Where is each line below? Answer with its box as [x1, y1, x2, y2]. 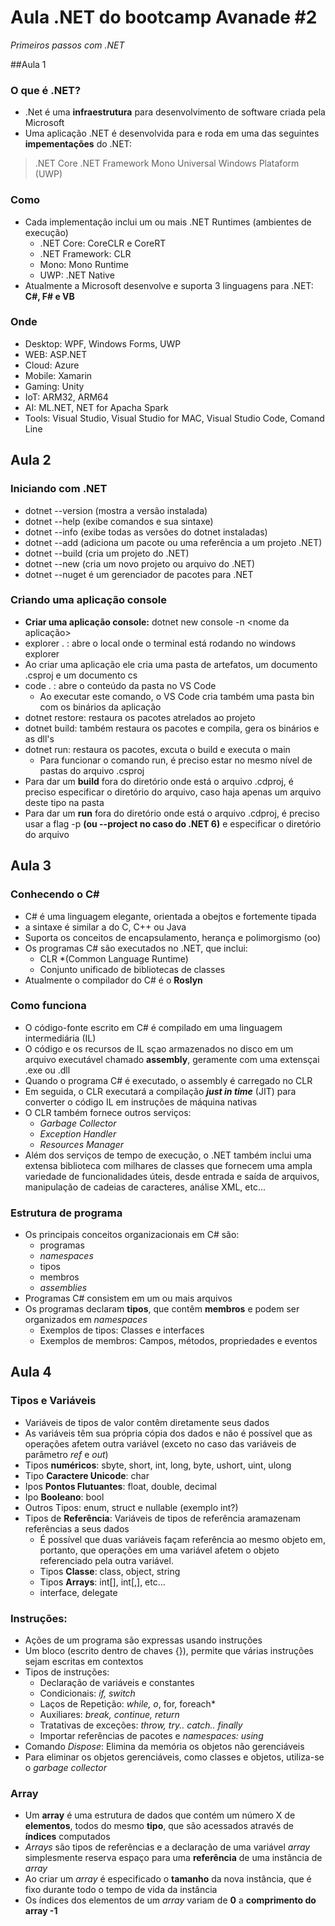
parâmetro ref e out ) [24, 1448, 109, 1460]
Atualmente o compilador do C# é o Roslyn [24, 974, 203, 986]
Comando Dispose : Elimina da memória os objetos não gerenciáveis [24, 1741, 305, 1753]
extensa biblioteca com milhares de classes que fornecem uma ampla [24, 1159, 313, 1171]
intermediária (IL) [24, 1032, 97, 1044]
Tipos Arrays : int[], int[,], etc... [39, 1576, 166, 1588]
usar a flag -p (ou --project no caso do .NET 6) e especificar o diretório [24, 817, 322, 830]
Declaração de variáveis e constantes [39, 1677, 195, 1689]
